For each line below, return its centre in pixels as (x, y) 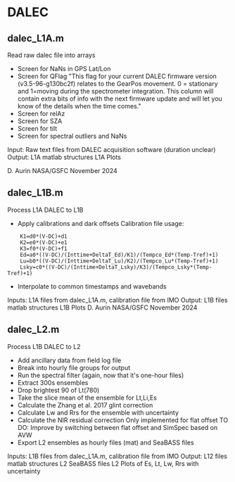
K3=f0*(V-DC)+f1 (44, 248)
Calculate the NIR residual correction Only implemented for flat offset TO (123, 420)
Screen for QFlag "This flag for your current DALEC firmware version (117, 76)
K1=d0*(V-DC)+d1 (44, 236)
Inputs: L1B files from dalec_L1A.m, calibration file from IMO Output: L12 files (117, 456)
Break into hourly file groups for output (74, 367)
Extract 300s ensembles (53, 382)
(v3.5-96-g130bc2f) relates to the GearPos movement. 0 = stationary (118, 84)
